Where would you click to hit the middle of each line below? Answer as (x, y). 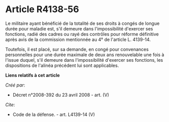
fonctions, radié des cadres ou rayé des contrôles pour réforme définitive (82, 34)
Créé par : (15, 85)
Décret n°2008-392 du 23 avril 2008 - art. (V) (61, 95)
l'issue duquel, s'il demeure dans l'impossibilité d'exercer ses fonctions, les (84, 60)
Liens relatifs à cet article (33, 75)
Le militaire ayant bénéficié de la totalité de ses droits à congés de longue (82, 23)
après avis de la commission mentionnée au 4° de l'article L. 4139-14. (78, 39)
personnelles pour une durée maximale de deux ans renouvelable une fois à (85, 55)
